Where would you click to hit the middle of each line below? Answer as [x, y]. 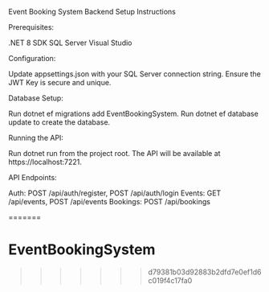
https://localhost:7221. [45, 162]
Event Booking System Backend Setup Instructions [92, 12]
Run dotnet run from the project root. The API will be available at [114, 153]
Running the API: [36, 138]
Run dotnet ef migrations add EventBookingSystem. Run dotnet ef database [133, 113]
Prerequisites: [31, 27]
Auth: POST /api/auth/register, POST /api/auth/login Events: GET [115, 193]
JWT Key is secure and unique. [60, 82]
